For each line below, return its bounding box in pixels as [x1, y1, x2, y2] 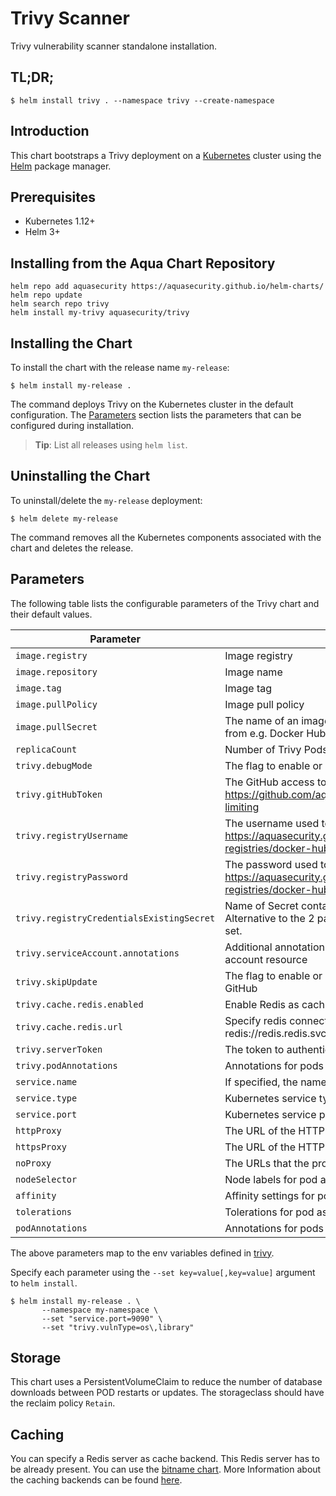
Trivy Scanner [10, 7, 130, 30]
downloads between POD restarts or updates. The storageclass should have [10, 1387, 325, 1399]
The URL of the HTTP [224, 1123, 326, 1137]
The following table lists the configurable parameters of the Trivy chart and [10, 597, 320, 609]
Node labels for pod [224, 1172, 318, 1186]
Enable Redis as [224, 997, 300, 1011]
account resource [224, 952, 308, 966]
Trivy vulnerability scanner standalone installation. [10, 40, 218, 52]
